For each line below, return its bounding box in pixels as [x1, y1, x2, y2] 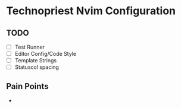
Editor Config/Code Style [14, 50, 76, 58]
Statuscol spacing [14, 63, 60, 71]
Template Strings [14, 57, 57, 64]
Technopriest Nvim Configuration [6, 4, 176, 18]
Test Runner [14, 43, 45, 50]
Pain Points [6, 81, 49, 91]
